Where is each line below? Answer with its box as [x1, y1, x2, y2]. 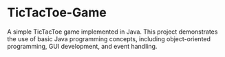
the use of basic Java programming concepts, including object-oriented [7, 34, 211, 43]
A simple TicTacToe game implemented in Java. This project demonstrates [7, 27, 218, 36]
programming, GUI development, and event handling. [7, 42, 158, 50]
